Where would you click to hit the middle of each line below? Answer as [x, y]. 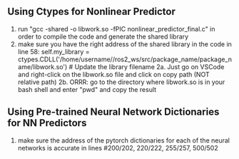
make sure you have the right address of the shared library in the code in [124, 44]
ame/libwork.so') [42, 66]
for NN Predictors [47, 123]
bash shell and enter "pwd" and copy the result [87, 89]
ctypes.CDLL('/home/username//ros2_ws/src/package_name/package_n [125, 59]
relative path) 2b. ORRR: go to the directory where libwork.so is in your [121, 82]
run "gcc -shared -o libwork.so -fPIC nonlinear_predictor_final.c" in [116, 29]
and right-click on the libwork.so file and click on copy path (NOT [113, 74]
